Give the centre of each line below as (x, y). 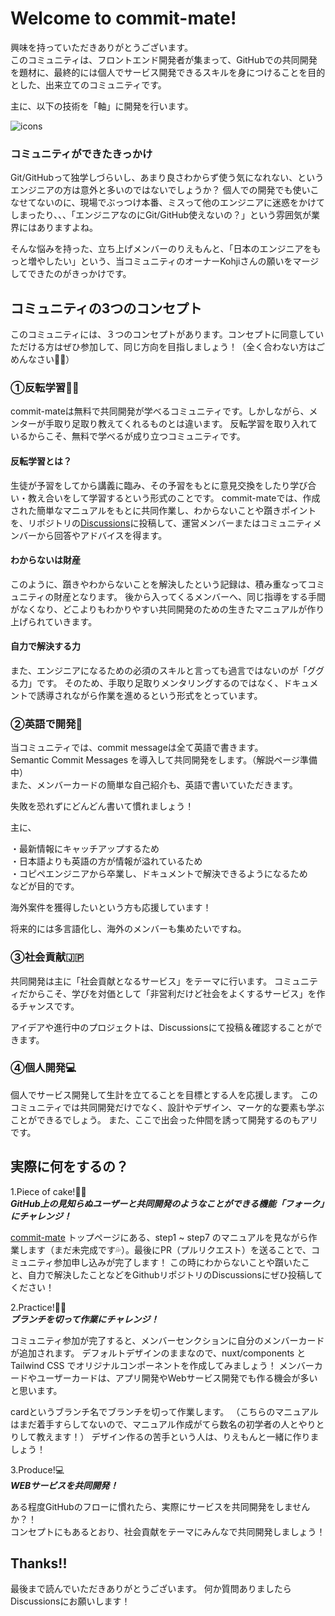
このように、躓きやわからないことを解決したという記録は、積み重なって (159, 584)
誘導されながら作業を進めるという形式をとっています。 (149, 695)
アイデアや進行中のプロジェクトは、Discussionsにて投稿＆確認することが (162, 1027)
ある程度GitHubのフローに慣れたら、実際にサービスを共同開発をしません (160, 1506)
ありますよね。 (67, 228)
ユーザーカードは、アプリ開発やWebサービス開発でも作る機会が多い (177, 1378)
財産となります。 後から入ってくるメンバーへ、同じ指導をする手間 (189, 596)
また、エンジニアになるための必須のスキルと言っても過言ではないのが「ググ (167, 670)
